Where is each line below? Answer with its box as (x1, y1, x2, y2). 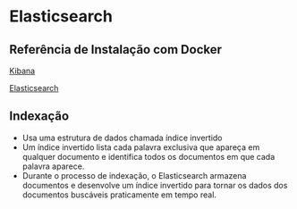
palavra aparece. (21, 161, 85, 171)
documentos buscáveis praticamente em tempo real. (21, 189, 217, 200)
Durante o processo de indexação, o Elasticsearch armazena (21, 170, 247, 180)
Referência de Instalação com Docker (9, 42, 222, 57)
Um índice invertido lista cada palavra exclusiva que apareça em (21, 141, 260, 153)
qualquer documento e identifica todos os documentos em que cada (21, 151, 276, 162)
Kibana (9, 65, 36, 76)
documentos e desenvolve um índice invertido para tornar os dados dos (21, 180, 288, 190)
